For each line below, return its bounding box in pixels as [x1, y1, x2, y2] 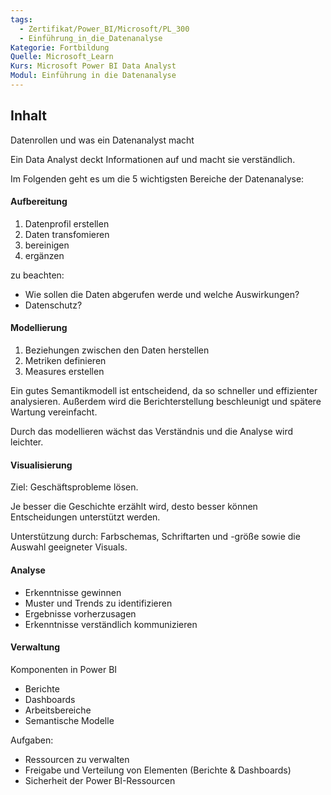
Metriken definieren [24, 355, 107, 367]
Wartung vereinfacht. [10, 406, 98, 418]
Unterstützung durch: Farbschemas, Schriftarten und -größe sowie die [10, 531, 301, 543]
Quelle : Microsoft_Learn [10, 52, 114, 62]
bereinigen [24, 239, 70, 251]
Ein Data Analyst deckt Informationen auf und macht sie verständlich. [10, 153, 296, 165]
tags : [10, 14, 33, 25]
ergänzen [24, 249, 65, 261]
